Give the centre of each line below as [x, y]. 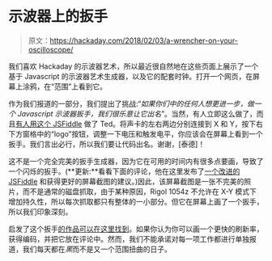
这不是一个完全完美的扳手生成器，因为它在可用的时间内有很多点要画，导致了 [136, 161]
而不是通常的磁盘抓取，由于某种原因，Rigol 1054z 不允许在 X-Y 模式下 [140, 192]
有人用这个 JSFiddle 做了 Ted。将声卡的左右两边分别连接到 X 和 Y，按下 [136, 124]
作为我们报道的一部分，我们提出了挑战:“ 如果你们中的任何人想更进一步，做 [132, 103]
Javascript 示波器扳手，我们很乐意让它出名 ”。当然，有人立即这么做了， [137, 113]
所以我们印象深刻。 [40, 212]
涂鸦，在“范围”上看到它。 [65, 86]
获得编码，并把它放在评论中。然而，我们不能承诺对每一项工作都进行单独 [129, 238]
